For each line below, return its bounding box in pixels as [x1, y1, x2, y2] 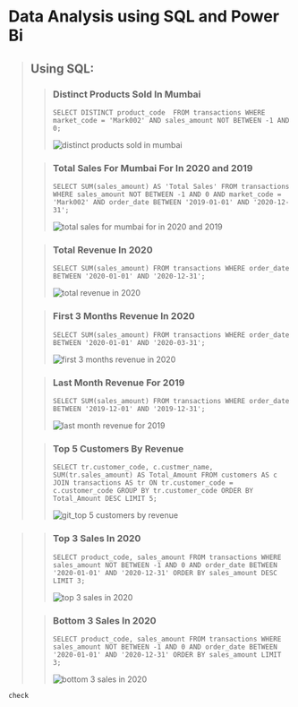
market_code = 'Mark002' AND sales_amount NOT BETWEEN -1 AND [52, 116, 290, 125]
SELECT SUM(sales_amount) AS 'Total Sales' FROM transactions [52, 182, 290, 192]
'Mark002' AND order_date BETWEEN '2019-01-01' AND [52, 198, 250, 207]
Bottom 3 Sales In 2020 [52, 614, 158, 626]
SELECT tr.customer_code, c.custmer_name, [52, 463, 214, 472]
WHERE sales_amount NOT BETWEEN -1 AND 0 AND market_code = [52, 190, 282, 199]
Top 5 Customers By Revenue [52, 442, 184, 454]
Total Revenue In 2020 [52, 244, 153, 256]
